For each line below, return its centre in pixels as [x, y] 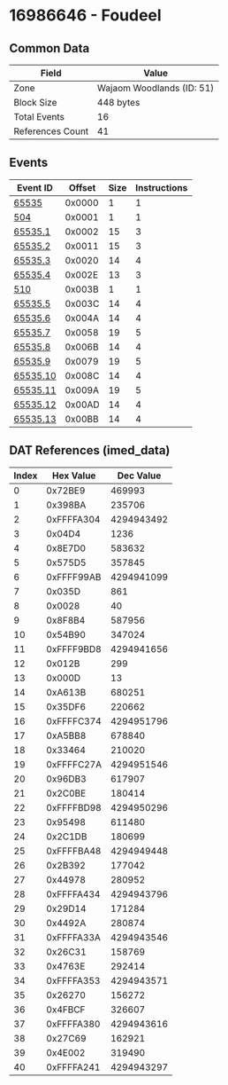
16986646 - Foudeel [85, 16]
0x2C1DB [67, 837]
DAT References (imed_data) [90, 450]
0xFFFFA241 [73, 1067]
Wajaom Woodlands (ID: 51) [156, 88]
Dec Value [139, 476]
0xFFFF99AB [74, 577]
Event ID [35, 187]
